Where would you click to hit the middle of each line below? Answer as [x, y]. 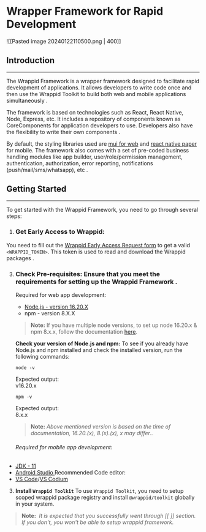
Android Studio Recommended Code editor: [70, 473]
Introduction [31, 60]
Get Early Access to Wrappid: [60, 232]
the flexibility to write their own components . [63, 132]
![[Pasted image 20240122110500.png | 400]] [64, 41]
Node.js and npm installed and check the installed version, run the [99, 350]
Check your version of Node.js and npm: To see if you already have [102, 343]
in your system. [35, 504]
